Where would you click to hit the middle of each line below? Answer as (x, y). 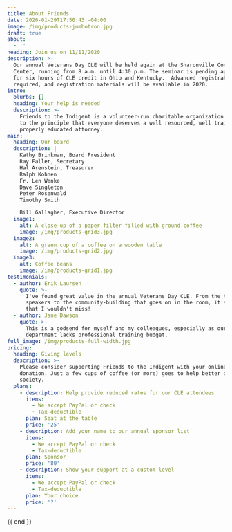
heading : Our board (41, 143)
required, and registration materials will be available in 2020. (111, 84)
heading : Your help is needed (57, 104)
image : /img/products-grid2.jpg (66, 251)
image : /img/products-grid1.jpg (66, 270)
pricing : (20, 348)
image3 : (25, 258)
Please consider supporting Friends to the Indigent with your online (123, 367)
